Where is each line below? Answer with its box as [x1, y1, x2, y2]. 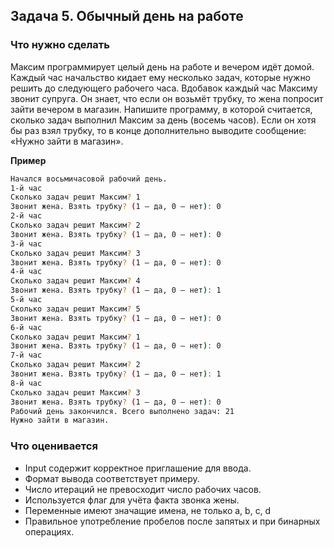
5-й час [10, 295, 43, 305]
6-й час [10, 322, 43, 333]
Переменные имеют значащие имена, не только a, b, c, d [24, 504, 272, 516]
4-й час [10, 267, 43, 277]
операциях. [24, 525, 75, 538]
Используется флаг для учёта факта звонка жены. [24, 494, 240, 506]
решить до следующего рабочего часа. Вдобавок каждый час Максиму [10, 82, 318, 94]
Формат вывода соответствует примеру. [24, 472, 200, 484]
